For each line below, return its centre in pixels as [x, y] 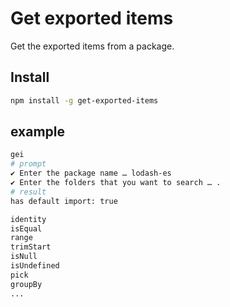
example [38, 132]
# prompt [28, 164]
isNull [24, 257]
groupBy [26, 284]
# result [28, 192]
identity [28, 219]
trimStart [31, 247]
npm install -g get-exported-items [84, 100]
